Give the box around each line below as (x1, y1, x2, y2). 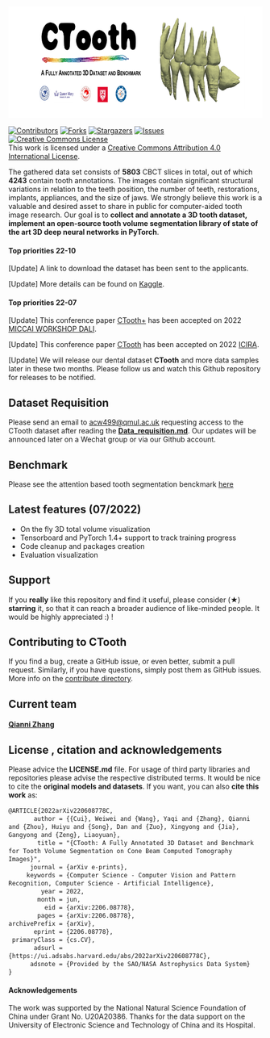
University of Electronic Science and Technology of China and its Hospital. (8, 1020, 255, 1030)
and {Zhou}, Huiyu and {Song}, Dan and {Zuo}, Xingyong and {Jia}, (8, 823, 240, 831)
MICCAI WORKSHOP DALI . (8, 324, 97, 334)
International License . (8, 152, 81, 161)
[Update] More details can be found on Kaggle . (8, 279, 165, 289)
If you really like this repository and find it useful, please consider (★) (8, 595, 241, 605)
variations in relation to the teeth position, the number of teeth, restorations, (8, 184, 260, 194)
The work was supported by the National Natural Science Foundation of (8, 1003, 247, 1013)
